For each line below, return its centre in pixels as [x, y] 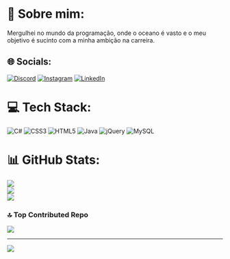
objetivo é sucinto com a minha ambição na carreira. [81, 40]
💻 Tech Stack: [49, 107]
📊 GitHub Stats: [54, 160]
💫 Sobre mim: [46, 14]
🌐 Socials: [29, 62]
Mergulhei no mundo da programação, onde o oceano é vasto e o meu [107, 33]
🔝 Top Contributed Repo [48, 214]
